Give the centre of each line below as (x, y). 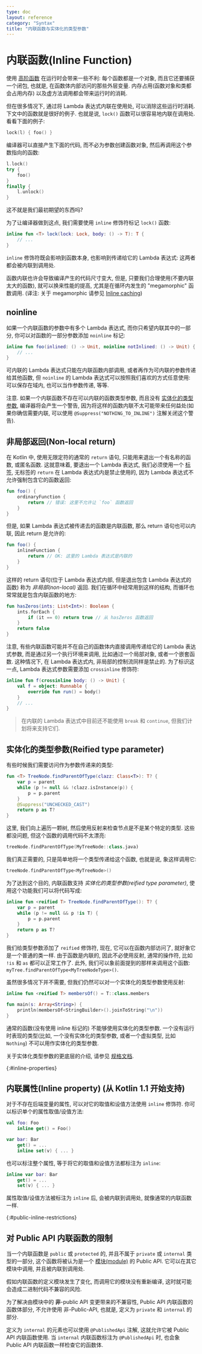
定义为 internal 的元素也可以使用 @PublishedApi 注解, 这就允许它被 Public (98, 1330)
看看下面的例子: (26, 121)
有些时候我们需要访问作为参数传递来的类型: (60, 765)
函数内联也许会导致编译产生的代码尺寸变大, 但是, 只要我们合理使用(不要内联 (100, 278)
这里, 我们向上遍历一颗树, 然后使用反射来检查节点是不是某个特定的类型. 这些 (100, 828)
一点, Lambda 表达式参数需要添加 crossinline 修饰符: (73, 669)
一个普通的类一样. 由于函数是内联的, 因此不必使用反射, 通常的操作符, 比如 (102, 955)
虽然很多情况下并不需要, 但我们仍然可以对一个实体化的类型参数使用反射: (96, 982)
